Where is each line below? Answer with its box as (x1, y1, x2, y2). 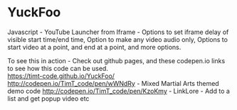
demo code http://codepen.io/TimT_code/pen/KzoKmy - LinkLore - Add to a (7, 87, 230, 95)
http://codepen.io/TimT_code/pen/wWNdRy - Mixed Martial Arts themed (7, 79, 219, 87)
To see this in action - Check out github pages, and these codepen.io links (7, 56, 226, 65)
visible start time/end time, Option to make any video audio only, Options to (7, 35, 228, 43)
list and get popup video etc (7, 94, 90, 103)
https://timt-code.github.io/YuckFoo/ (7, 72, 115, 80)
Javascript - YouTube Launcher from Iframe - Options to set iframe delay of (7, 28, 229, 36)
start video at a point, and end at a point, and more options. (7, 43, 181, 51)
